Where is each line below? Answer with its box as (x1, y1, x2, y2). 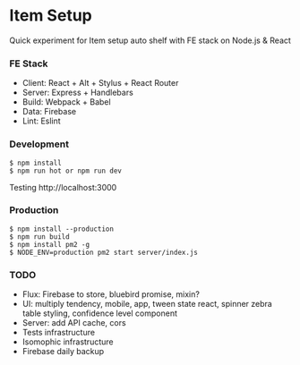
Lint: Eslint (21, 115, 61, 126)
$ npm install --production (9, 225, 115, 233)
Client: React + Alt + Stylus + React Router (21, 78, 179, 89)
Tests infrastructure (21, 327, 96, 338)
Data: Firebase (21, 106, 77, 117)
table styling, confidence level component (21, 308, 177, 318)
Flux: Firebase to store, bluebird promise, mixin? (21, 289, 200, 300)
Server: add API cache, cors (21, 318, 127, 328)
